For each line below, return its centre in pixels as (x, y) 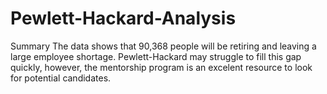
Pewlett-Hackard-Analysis (123, 18)
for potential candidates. (61, 78)
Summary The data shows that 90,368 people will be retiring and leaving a (163, 46)
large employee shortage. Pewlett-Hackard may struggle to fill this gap (156, 56)
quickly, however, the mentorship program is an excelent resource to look (161, 67)
